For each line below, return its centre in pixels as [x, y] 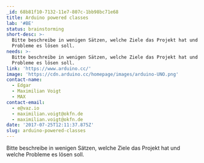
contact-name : [24, 80]
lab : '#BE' [20, 23]
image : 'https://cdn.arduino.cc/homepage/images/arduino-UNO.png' [93, 74]
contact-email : [26, 102]
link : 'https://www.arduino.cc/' [49, 68]
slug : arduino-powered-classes [46, 131]
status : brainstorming [35, 29]
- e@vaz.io [26, 108]
